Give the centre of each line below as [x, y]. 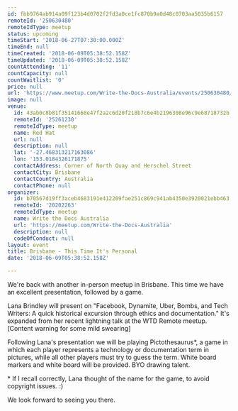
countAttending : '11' [39, 67]
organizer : [23, 192]
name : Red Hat [34, 133]
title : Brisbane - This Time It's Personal [73, 252]
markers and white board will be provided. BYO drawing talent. [99, 365]
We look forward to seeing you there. [61, 400]
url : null [28, 139]
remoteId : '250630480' [41, 21]
